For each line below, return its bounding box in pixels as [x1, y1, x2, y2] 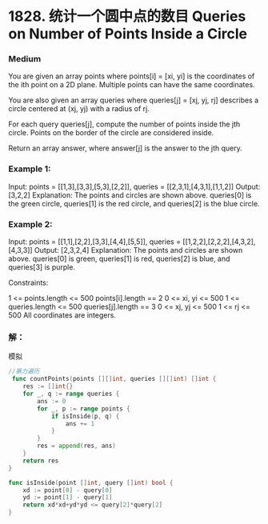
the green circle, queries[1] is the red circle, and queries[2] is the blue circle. [8, 198, 260, 208]
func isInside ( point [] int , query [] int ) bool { [8, 478, 174, 486]
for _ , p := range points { [37, 405, 130, 413]
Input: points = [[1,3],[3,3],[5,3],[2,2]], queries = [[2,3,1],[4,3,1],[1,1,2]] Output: [8, 182, 261, 191]
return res [22, 457, 59, 465]
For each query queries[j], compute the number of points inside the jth [8, 119, 241, 129]
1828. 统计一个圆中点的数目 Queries [8, 7, 246, 26]
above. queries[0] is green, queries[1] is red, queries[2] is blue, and [8, 254, 230, 264]
